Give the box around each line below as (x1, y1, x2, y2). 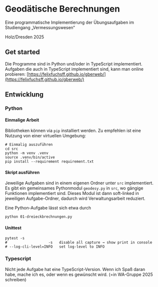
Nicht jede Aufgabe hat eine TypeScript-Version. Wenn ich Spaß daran (5, 266, 145, 272)
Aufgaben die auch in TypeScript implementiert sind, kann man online (5, 66, 144, 72)
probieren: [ (5, 71, 29, 77)
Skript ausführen (5, 169, 40, 175)
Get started (5, 48, 40, 56)
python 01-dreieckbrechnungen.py (5, 214, 72, 219)
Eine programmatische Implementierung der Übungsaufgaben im (5, 19, 134, 25)
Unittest (5, 224, 22, 231)
